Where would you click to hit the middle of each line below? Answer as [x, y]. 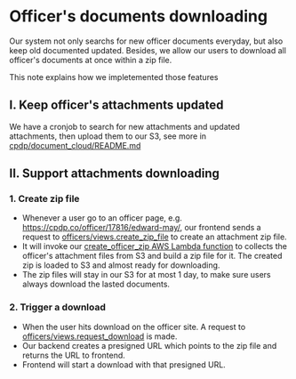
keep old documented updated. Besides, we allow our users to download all [148, 50]
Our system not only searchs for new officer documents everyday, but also [146, 41]
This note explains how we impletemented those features [114, 77]
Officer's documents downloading [139, 16]
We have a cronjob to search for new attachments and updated [124, 126]
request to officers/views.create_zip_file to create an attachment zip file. [154, 237]
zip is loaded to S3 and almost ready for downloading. [121, 265]
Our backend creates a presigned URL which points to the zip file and [149, 345]
